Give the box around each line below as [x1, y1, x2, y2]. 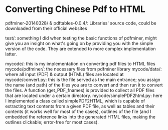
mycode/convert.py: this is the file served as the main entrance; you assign [5, 76, 160, 82]
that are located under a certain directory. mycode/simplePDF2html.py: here [5, 92, 163, 98]
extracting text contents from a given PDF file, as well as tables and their [5, 103, 155, 109]
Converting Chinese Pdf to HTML [5, 3, 145, 15]
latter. [5, 51, 17, 57]
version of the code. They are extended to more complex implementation [5, 45, 156, 51]
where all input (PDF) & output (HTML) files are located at [5, 71, 124, 77]
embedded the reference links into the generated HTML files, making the [5, 113, 155, 119]
